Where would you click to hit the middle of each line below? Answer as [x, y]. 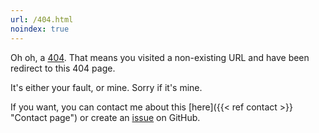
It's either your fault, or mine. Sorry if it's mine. [106, 87]
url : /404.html [42, 19]
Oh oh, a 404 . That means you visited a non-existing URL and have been [160, 57]
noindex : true [40, 29]
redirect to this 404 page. [63, 68]
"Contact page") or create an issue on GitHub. [105, 117]
